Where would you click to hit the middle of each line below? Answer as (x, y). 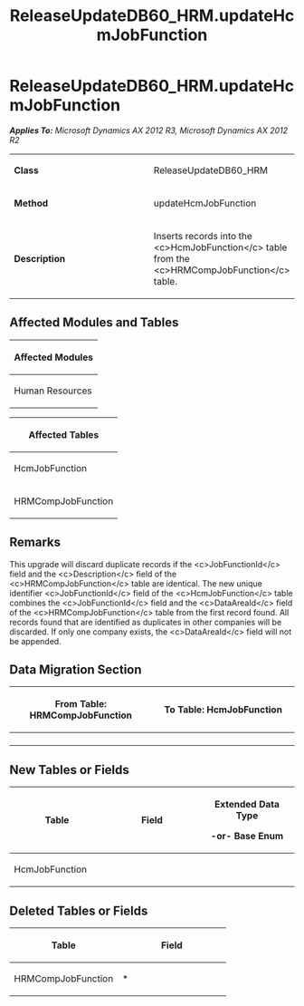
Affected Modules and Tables (94, 323)
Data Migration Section (76, 669)
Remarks (35, 542)
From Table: (81, 704)
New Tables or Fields (69, 770)
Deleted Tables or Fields (79, 910)
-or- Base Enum (247, 837)
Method (31, 203)
